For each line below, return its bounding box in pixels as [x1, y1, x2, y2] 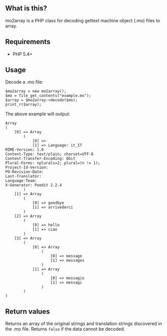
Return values [5, 307, 50, 316]
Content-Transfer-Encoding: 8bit [5, 156, 76, 161]
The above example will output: [5, 111, 71, 117]
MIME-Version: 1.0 [5, 147, 44, 152]
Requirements [5, 37, 50, 46]
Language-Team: [5, 178, 37, 184]
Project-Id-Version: [5, 165, 49, 170]
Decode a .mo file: [5, 79, 43, 85]
